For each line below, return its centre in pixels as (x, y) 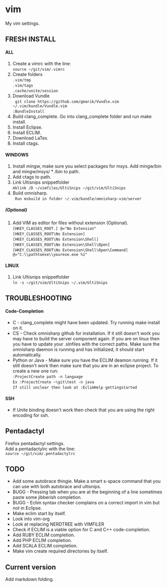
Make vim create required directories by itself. (60, 551)
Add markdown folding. (30, 579)
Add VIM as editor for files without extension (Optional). (70, 223)
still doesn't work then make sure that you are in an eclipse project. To (86, 365)
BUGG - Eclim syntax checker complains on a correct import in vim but (86, 503)
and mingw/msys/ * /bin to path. (46, 171)
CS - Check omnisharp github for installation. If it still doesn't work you (86, 333)
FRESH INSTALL (31, 39)
